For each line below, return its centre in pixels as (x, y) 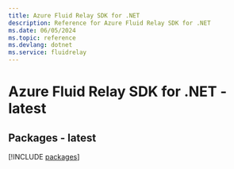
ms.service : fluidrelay (48, 52)
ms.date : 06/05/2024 (42, 30)
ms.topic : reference (42, 38)
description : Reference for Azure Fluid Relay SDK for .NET (110, 23)
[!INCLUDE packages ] (44, 157)
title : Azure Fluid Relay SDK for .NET (74, 15)
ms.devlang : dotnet (40, 45)
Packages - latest (52, 138)
